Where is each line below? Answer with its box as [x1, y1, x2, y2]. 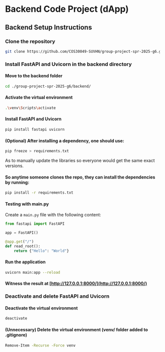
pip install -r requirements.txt [5, 190, 74, 195]
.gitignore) [5, 332, 27, 338]
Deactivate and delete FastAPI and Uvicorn [5, 293, 110, 300]
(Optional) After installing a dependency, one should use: [5, 138, 124, 143]
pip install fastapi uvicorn [5, 127, 65, 132]
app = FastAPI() [5, 230, 38, 235]
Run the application [5, 259, 46, 265]
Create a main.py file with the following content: [5, 212, 102, 218]
